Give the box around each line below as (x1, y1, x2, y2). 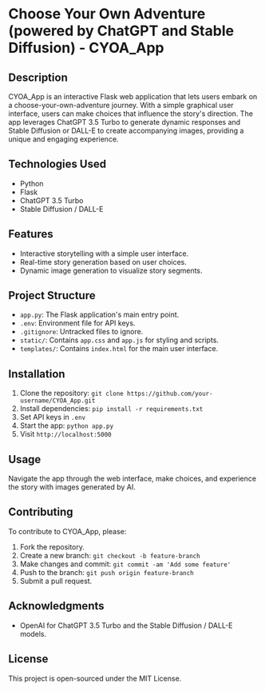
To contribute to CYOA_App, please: (8, 526, 127, 536)
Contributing (8, 505, 73, 519)
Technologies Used (8, 158, 106, 171)
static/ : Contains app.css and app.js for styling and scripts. (19, 335, 220, 345)
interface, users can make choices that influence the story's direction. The (8, 109, 254, 118)
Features (8, 227, 53, 241)
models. (19, 629, 47, 638)
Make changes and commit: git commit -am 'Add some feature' (19, 559, 231, 569)
